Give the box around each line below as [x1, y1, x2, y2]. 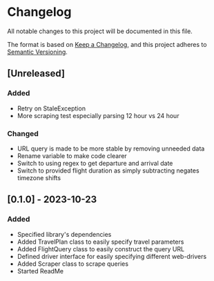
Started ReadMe [17, 267, 64, 275]
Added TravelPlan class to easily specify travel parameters [17, 238, 184, 246]
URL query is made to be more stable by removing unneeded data [17, 144, 205, 153]
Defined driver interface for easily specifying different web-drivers [17, 252, 207, 260]
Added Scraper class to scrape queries [17, 260, 129, 268]
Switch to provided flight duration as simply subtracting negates [17, 166, 200, 175]
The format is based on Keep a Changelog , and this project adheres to [7, 40, 207, 48]
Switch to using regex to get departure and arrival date [17, 159, 173, 167]
